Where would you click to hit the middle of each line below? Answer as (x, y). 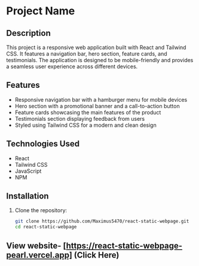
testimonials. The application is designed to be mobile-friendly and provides (100, 60)
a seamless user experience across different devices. (72, 66)
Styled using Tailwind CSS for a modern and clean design (85, 125)
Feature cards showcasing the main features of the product (88, 112)
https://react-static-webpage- (124, 245)
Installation (27, 196)
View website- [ (36, 245)
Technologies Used (43, 144)
